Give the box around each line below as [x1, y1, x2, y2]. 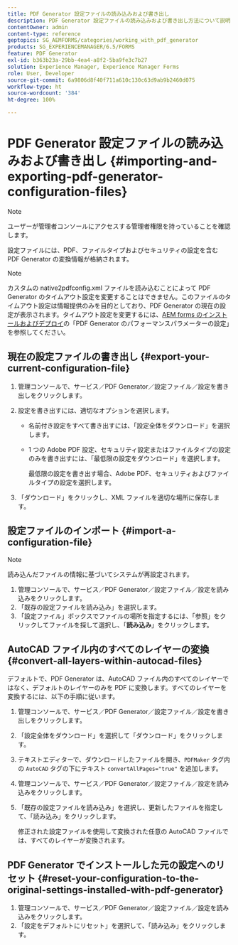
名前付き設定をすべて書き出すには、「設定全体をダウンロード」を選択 [28, 421, 231, 430]
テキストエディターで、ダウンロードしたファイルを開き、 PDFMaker [17, 755, 210, 764]
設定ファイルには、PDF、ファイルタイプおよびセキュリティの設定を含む [7, 246, 219, 254]
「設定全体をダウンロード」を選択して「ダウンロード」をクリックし [17, 731, 217, 740]
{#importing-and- [109, 153, 218, 169]
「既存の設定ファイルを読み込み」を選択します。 [17, 603, 161, 611]
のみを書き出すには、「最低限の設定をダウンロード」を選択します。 [28, 454, 225, 463]
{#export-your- [139, 351, 210, 363]
